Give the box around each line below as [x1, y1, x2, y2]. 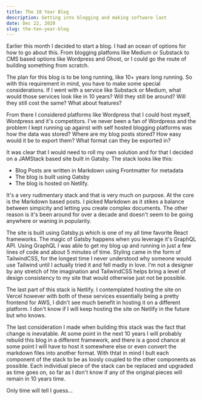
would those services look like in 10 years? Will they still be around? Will [6, 93, 186, 100]
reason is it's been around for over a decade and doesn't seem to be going [6, 211, 194, 219]
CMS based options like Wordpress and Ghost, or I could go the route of [6, 55, 187, 63]
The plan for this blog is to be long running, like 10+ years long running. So [6, 73, 192, 81]
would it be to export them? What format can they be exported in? [6, 137, 171, 144]
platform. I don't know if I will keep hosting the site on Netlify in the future [6, 305, 190, 313]
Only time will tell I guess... [6, 387, 73, 395]
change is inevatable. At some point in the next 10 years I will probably [6, 330, 182, 337]
